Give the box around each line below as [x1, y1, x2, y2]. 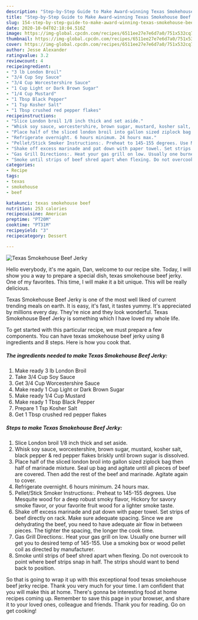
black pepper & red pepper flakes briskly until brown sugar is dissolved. [14, 451, 189, 459]
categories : [6, 162, 35, 168]
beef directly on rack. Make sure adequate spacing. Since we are [14, 514, 173, 522]
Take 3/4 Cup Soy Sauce [14, 373, 75, 380]
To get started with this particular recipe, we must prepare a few [6, 326, 162, 333]
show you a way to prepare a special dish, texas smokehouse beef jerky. [6, 272, 183, 279]
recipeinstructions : [6, 113, 57, 118]
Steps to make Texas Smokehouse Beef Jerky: [6, 424, 123, 431]
